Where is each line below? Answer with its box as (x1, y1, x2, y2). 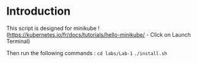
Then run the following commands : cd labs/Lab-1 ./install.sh (6, 49, 167, 56)
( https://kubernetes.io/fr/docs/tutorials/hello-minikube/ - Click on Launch (6, 31, 191, 38)
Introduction (6, 4, 71, 18)
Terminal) (6, 37, 31, 45)
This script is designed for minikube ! (6, 24, 100, 32)
